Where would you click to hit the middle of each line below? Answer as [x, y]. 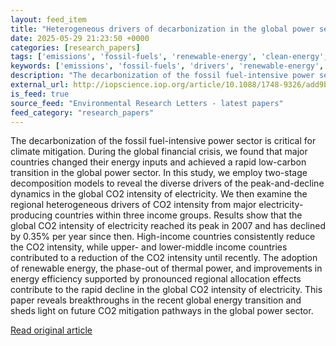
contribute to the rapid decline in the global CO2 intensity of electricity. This [166, 290]
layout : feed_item [48, 19]
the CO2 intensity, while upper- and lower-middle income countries [149, 247]
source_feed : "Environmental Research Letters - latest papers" [147, 103]
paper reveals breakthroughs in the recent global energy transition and [156, 300]
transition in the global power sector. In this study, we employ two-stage [159, 173]
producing [31, 215]
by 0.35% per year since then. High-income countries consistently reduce [163, 237]
